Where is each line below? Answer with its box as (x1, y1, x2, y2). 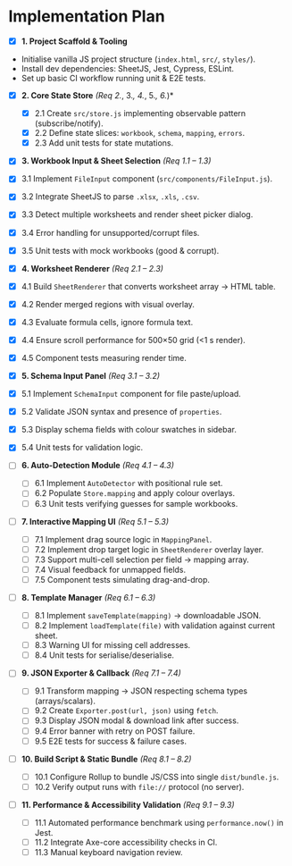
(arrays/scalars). (34, 695, 96, 707)
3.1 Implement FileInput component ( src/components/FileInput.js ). (21, 173, 273, 184)
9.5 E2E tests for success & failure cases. (34, 736, 187, 746)
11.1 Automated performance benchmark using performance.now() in (34, 817, 284, 828)
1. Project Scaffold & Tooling (21, 36, 128, 46)
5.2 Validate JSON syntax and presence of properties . (21, 407, 222, 417)
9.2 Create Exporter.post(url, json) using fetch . (34, 705, 219, 716)
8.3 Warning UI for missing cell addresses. (34, 640, 191, 651)
